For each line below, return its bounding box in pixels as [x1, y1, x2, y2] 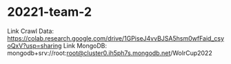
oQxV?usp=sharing [7, 41, 62, 50]
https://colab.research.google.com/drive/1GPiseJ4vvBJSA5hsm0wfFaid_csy [7, 34, 225, 42]
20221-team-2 [7, 4, 92, 20]
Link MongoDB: [63, 41, 107, 50]
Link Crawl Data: [7, 27, 54, 35]
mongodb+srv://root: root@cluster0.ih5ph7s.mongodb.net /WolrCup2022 [7, 49, 212, 57]
